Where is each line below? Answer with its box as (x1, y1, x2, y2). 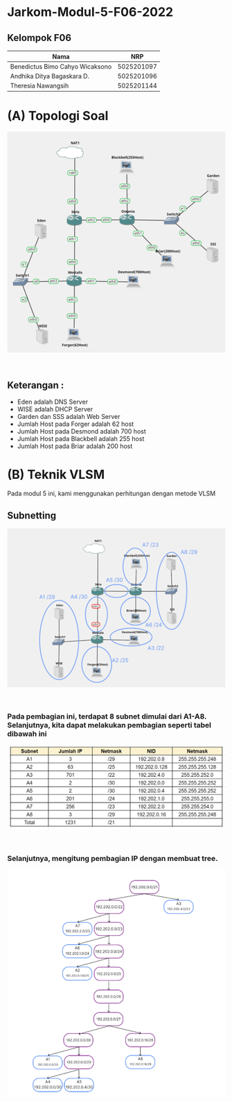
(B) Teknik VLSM (7, 466, 105, 482)
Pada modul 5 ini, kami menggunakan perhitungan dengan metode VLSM (7, 489, 216, 497)
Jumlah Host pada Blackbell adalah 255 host (17, 435, 145, 443)
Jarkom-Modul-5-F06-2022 (7, 4, 174, 20)
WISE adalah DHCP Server (17, 405, 93, 413)
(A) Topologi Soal (7, 108, 109, 124)
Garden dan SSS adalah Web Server (17, 413, 121, 421)
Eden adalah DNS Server (17, 397, 89, 406)
